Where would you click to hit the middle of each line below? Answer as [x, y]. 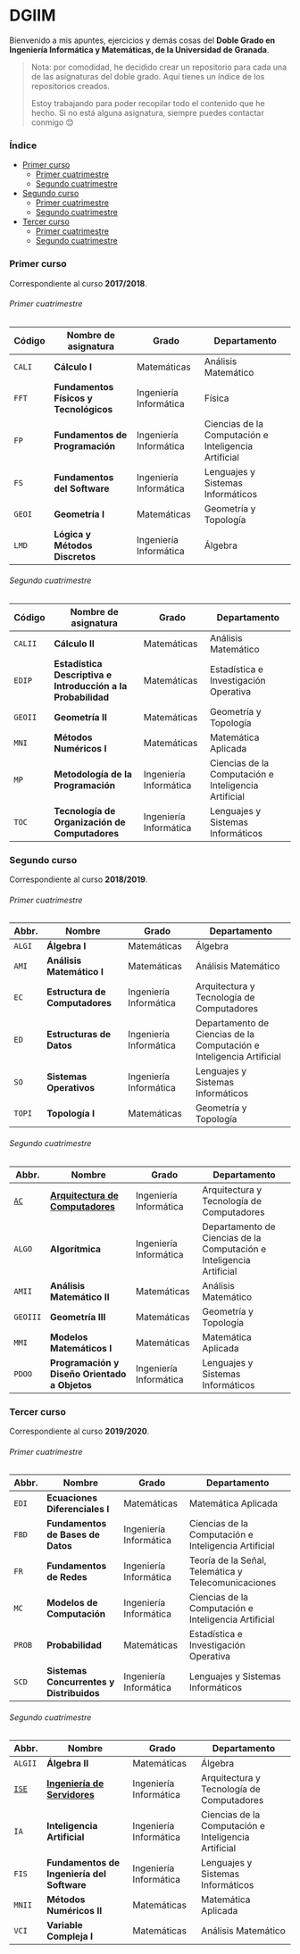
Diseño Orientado [88, 1374]
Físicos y [74, 398]
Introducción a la [91, 686]
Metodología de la [93, 774]
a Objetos [71, 1384]
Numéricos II [74, 1911]
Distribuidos [73, 1693]
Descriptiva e [83, 675]
